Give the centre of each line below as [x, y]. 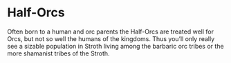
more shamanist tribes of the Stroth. [58, 53]
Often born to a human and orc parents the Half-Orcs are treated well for [111, 32]
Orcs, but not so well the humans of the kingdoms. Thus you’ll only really [111, 38]
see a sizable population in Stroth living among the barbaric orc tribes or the [115, 46]
